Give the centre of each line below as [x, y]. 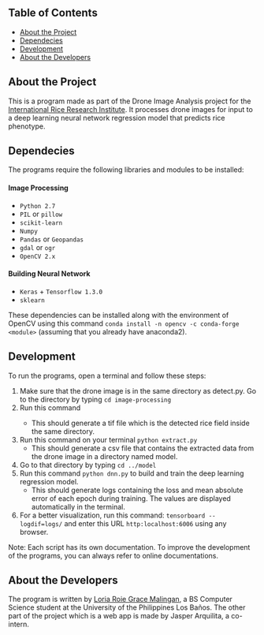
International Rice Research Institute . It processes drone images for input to [131, 109]
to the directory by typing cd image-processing [95, 399]
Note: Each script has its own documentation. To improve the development [129, 547]
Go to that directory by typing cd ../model [88, 465]
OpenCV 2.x [37, 256]
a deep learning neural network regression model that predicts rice [117, 118]
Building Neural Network [49, 274]
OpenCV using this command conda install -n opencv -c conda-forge [124, 323]
